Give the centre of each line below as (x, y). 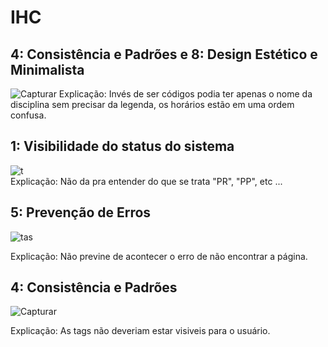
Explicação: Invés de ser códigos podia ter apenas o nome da (185, 94)
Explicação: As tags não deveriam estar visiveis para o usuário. (140, 331)
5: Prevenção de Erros (81, 212)
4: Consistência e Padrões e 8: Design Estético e (164, 54)
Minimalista (47, 69)
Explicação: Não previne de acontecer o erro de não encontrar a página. (159, 256)
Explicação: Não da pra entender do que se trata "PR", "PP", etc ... (146, 181)
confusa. (28, 115)
